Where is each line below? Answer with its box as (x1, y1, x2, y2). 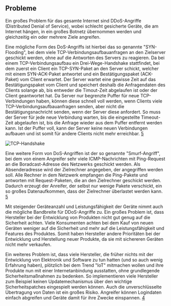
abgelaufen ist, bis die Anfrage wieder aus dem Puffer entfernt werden (14, 119, 162, 125)
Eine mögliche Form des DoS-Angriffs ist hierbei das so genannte (5, 43, 142, 50)
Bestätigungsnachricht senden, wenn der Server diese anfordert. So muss (5, 109, 161, 115)
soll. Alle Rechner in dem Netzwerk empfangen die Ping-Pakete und (5, 172, 148, 178)
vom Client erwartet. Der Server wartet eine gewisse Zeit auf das (19, 76, 156, 82)
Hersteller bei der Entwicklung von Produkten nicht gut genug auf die (5, 214, 151, 220)
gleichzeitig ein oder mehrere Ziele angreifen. (5, 34, 101, 40)
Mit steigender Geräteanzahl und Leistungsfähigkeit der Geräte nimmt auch (5, 203, 163, 210)
